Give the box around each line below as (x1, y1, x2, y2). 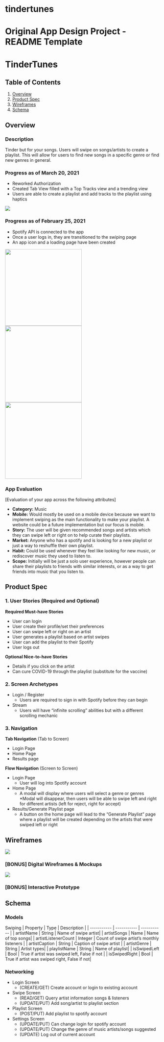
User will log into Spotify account (19, 780, 87, 786)
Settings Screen (12, 1016, 45, 1022)
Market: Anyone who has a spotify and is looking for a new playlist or (12, 537, 153, 543)
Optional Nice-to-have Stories (5, 653, 68, 660)
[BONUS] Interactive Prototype (5, 884, 80, 891)
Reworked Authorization (12, 180, 61, 187)
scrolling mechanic (19, 712, 58, 719)
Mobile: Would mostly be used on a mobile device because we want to (12, 511, 156, 517)
